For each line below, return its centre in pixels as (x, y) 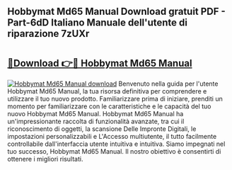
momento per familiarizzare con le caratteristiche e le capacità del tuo (109, 106)
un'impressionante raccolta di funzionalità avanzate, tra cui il (96, 121)
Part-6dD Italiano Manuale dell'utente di (97, 23)
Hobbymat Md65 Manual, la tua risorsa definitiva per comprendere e (107, 91)
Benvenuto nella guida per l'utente (168, 84)
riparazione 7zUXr (48, 34)
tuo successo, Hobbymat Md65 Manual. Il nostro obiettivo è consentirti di (114, 151)
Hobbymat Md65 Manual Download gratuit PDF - (117, 12)
